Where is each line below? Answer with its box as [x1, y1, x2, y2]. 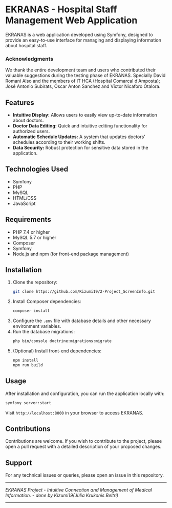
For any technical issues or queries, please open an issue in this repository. [5, 472, 164, 478]
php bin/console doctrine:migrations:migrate [12, 338, 112, 344]
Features [5, 98, 34, 107]
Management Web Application [5, 14, 138, 26]
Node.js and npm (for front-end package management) [12, 251, 130, 257]
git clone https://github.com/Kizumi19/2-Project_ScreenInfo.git [12, 289, 155, 294]
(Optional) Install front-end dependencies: [12, 348, 102, 354]
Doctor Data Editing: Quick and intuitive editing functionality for [12, 123, 147, 129]
